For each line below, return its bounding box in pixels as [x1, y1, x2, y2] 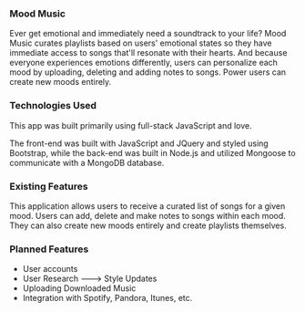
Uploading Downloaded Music [22, 283, 137, 294]
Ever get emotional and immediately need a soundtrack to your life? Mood [9, 28, 287, 39]
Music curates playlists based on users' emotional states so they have [9, 37, 272, 48]
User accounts [22, 264, 78, 275]
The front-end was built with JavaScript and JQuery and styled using [9, 138, 269, 149]
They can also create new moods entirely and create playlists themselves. [9, 220, 287, 231]
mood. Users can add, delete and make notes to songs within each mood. [9, 210, 287, 221]
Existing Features [9, 180, 88, 192]
